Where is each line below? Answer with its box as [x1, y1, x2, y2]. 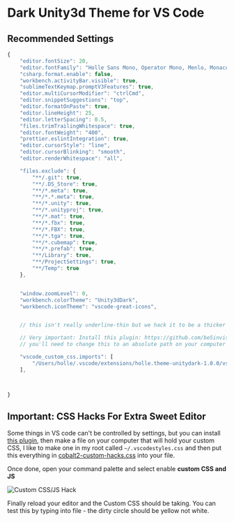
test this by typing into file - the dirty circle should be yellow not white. [7, 507, 210, 515]
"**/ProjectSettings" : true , [32, 258, 117, 266]
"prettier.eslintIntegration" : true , [19, 135, 130, 142]
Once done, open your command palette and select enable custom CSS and [7, 465, 226, 473]
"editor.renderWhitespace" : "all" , [19, 155, 123, 162]
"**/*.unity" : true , [32, 200, 92, 207]
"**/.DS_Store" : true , [32, 180, 98, 188]
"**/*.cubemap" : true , [32, 239, 98, 246]
